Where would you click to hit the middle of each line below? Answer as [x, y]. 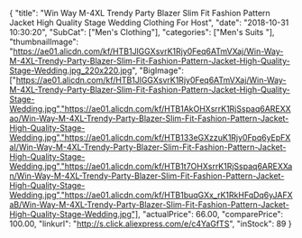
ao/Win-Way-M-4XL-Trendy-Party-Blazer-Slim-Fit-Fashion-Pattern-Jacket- [149, 118]
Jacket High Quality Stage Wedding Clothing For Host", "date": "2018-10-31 [149, 23]
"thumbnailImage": [44, 41]
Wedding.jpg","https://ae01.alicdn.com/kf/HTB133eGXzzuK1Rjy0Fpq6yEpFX [150, 137]
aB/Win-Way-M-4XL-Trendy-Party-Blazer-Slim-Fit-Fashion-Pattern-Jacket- [150, 205]
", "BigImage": [158, 70]
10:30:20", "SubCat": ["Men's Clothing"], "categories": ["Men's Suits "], [142, 32]
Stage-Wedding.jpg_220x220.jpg [71, 70]
